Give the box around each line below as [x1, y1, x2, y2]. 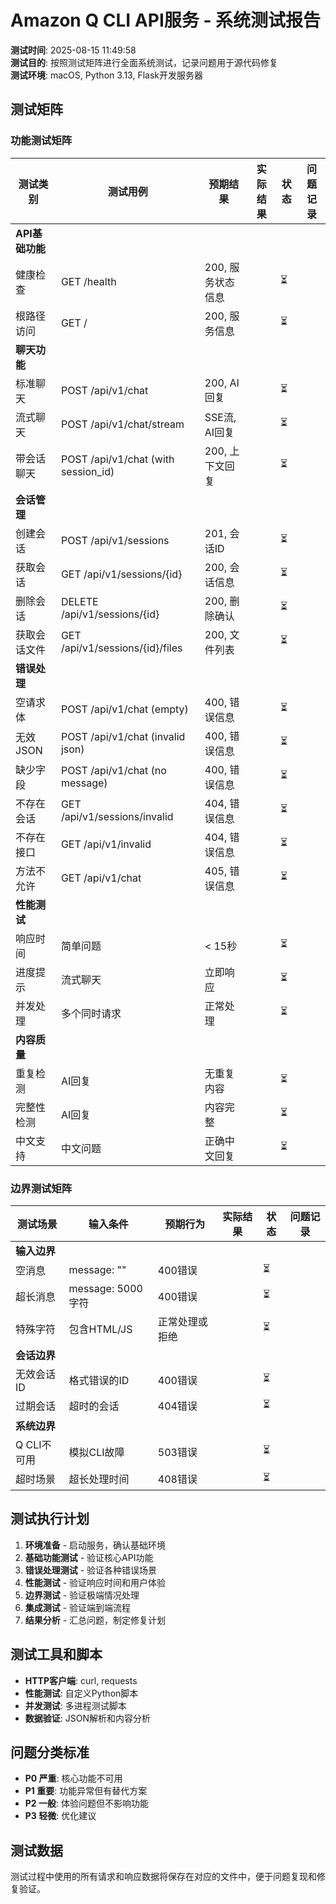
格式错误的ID [68, 1373, 130, 1387]
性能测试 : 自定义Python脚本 [24, 1687, 139, 1699]
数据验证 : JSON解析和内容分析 [24, 1712, 151, 1724]
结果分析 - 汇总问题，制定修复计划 [24, 1614, 167, 1626]
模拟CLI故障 [68, 1445, 125, 1459]
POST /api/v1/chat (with [60, 452, 175, 466]
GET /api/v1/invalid [60, 837, 152, 851]
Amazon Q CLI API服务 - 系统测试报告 [10, 9, 322, 32]
